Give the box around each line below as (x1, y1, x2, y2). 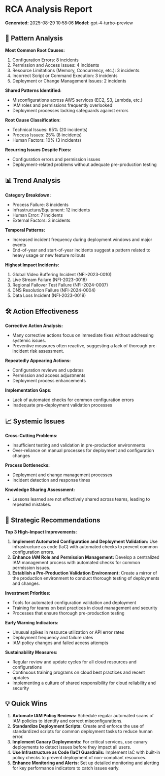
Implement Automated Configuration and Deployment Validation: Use (12, 538, 158, 544)
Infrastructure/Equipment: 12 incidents (12, 206, 90, 213)
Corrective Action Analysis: (5, 323, 63, 329)
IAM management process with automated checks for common (12, 560, 140, 565)
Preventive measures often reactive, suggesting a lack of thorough (12, 343, 148, 349)
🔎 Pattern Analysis (5, 34, 63, 42)
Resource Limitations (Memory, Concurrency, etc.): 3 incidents (12, 67, 139, 73)
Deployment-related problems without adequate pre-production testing (12, 162, 157, 167)
